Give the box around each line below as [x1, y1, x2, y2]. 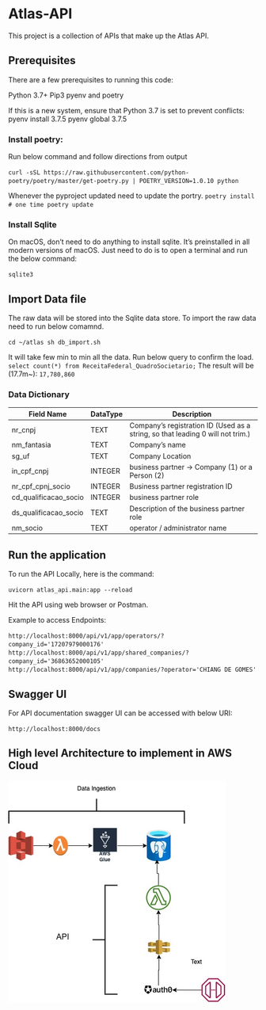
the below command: [8, 254, 78, 264]
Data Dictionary [8, 389, 70, 400]
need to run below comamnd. [8, 322, 104, 331]
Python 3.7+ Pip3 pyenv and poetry [8, 90, 124, 100]
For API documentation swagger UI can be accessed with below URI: [8, 708, 233, 718]
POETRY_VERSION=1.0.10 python [139, 177, 239, 185]
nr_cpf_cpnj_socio [11, 482, 71, 491]
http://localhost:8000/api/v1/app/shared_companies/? [8, 649, 190, 657]
